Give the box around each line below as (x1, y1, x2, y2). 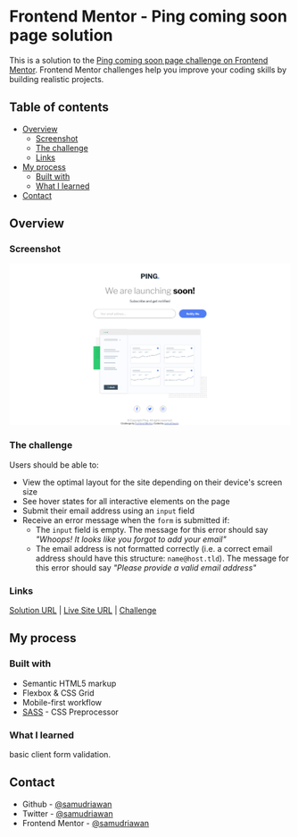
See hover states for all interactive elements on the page (21, 495, 230, 506)
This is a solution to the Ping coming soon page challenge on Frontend (9, 55, 269, 65)
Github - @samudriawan (21, 799, 112, 809)
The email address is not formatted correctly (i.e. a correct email (35, 543, 273, 554)
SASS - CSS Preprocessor (21, 706, 119, 717)
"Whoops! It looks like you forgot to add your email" (35, 534, 227, 545)
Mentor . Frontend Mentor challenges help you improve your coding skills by (9, 64, 287, 75)
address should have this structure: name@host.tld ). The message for (35, 553, 290, 563)
